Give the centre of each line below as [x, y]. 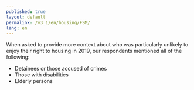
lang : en [17, 28]
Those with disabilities [42, 75]
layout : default [26, 17]
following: [18, 57]
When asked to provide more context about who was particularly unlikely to [97, 45]
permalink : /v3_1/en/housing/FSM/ [48, 22]
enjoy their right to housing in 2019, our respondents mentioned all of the [94, 51]
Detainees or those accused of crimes [61, 69]
